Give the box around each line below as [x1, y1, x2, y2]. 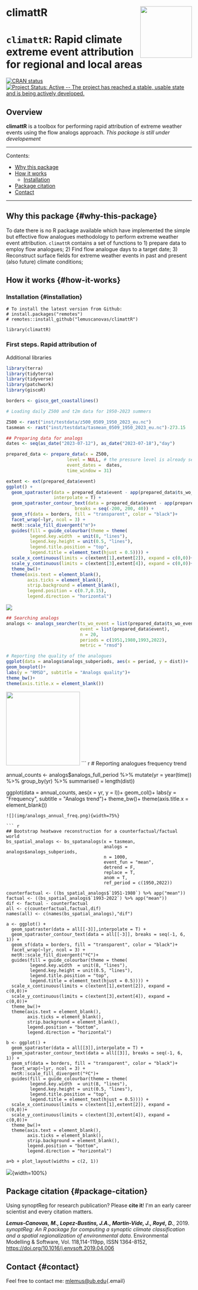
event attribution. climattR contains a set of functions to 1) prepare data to [6, 239, 187, 246]
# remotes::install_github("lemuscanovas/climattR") [6, 316, 138, 322]
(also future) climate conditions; [6, 258, 84, 265]
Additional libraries [6, 354, 52, 361]
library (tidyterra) [6, 371, 54, 377]
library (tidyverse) [6, 376, 54, 382]
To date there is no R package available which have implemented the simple [6, 227, 190, 234]
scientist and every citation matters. [6, 1208, 93, 1215]
